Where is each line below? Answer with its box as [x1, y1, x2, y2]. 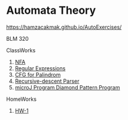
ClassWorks [6, 46, 36, 54]
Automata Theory [6, 4, 96, 17]
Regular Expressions [14, 64, 66, 72]
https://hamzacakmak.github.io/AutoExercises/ [6, 23, 122, 31]
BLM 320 [6, 35, 29, 42]
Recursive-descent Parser [14, 77, 80, 85]
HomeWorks [6, 95, 37, 103]
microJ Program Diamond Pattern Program [14, 83, 120, 91]
